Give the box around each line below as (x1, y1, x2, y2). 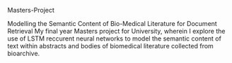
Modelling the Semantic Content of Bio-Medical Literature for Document (7, 20, 217, 27)
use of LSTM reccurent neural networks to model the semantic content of (7, 34, 221, 43)
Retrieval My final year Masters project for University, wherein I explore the (7, 27, 226, 35)
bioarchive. (7, 49, 40, 57)
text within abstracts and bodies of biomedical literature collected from (7, 42, 214, 50)
